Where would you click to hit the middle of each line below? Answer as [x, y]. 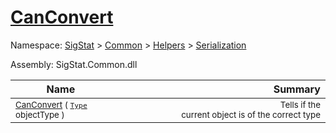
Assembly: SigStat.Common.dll [74, 64]
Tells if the [300, 104]
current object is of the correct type [251, 114]
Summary [297, 89]
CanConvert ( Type [51, 104]
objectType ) [40, 114]
